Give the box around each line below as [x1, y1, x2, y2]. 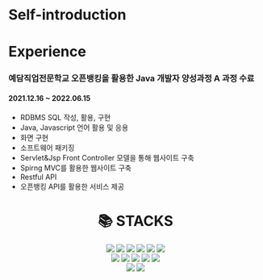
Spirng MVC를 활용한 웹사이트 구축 [19, 163, 131, 173]
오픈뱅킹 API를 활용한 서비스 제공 [19, 182, 125, 191]
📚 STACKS [98, 211, 173, 230]
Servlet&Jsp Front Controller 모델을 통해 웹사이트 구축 [19, 153, 195, 162]
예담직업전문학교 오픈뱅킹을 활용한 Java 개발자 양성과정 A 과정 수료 [8, 73, 255, 84]
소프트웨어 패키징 [19, 143, 75, 153]
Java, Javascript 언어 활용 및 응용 [19, 123, 129, 132]
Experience [8, 43, 86, 61]
